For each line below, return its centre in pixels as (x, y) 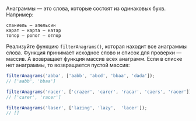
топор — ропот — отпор (34, 36)
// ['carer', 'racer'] (34, 97)
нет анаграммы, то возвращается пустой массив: (68, 65)
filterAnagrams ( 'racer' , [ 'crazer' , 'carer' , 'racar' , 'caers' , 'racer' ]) (99, 92)
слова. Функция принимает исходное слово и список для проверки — (94, 53)
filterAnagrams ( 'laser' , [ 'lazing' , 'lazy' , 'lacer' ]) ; (77, 108)
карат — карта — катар (34, 30)
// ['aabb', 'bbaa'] (31, 81)
